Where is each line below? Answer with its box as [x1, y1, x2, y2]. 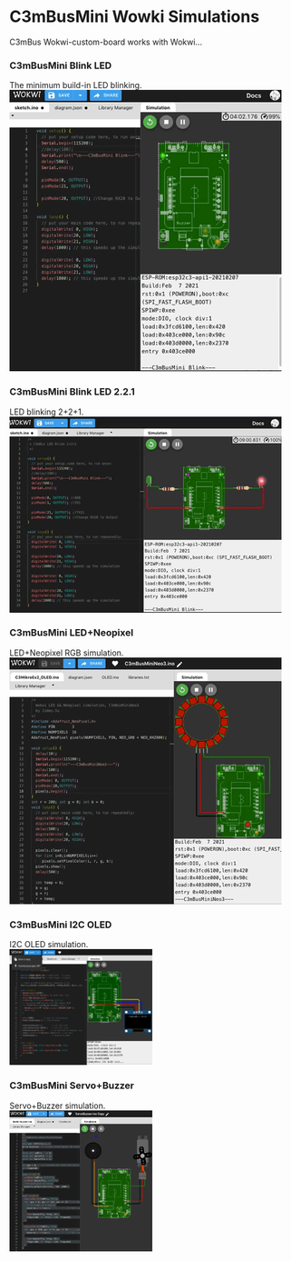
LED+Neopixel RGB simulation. [9, 647, 124, 658]
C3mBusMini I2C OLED [9, 918, 112, 931]
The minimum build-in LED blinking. [9, 80, 142, 91]
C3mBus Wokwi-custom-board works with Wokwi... [9, 36, 202, 47]
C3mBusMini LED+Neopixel [9, 626, 134, 639]
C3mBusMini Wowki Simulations [9, 6, 260, 27]
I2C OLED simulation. [9, 939, 89, 950]
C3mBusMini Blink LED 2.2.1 [9, 385, 136, 398]
